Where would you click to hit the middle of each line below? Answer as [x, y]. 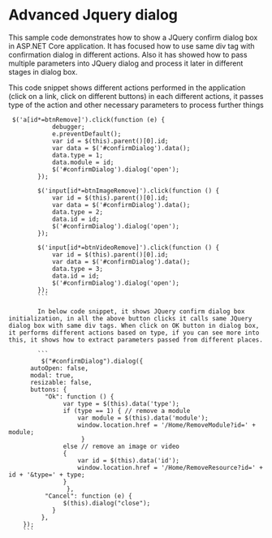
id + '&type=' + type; [47, 475]
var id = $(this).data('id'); [129, 460]
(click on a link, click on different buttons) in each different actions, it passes [136, 96]
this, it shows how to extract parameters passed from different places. [136, 340]
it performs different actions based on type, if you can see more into [134, 333]
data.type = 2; [78, 212]
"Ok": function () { [79, 396]
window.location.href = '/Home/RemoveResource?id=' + [171, 467]
